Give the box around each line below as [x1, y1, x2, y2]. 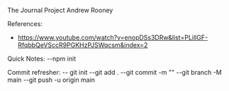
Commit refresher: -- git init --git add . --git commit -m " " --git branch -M [7, 68, 222, 76]
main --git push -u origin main [7, 75, 96, 84]
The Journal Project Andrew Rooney [7, 6, 113, 14]
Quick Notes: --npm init [7, 54, 77, 63]
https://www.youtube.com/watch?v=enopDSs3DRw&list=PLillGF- [17, 33, 208, 42]
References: [7, 20, 43, 28]
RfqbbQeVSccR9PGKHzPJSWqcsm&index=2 [17, 41, 148, 49]
